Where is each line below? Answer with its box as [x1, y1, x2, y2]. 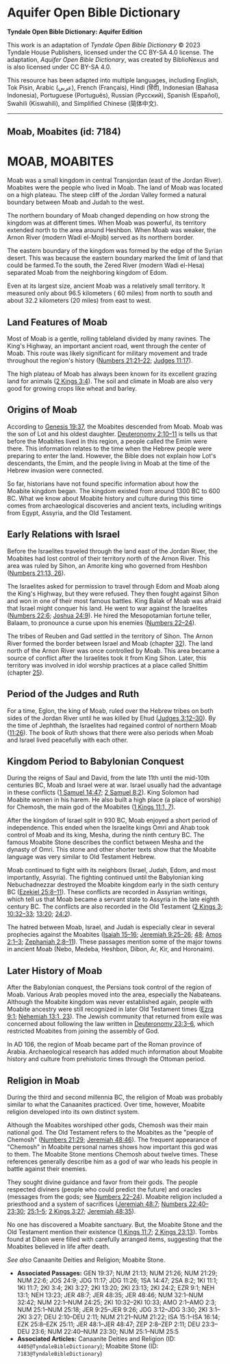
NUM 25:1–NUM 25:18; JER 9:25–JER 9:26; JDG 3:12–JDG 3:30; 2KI [16, 1305, 208, 1313]
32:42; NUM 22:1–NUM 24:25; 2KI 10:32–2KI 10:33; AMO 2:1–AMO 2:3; [16, 1298, 217, 1306]
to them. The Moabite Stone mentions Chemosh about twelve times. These [7, 1150, 218, 1158]
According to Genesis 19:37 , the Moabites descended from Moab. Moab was [7, 422, 223, 431]
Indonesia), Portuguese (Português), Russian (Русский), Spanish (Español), [7, 91, 220, 99]
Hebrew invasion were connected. [7, 466, 104, 475]
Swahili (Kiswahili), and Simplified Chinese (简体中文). [7, 99, 159, 107]
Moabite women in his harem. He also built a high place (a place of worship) [7, 795, 221, 804]
